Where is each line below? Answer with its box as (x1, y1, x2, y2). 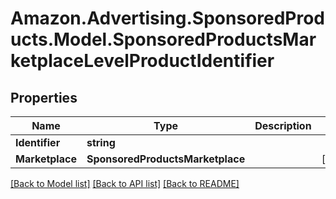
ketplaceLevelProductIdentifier (10, 50, 275, 72)
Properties (10, 89, 78, 106)
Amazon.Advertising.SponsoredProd (10, 7, 326, 30)
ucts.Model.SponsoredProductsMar (10, 28, 317, 51)
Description (254, 119, 312, 132)
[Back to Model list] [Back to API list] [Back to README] (10, 178, 240, 189)
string (86, 136, 116, 149)
